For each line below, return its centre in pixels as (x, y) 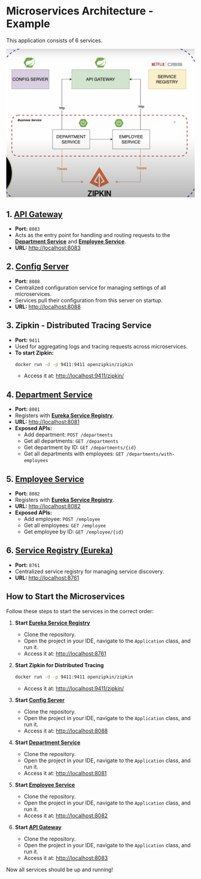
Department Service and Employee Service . (71, 241)
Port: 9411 (27, 340)
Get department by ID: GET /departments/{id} (80, 448)
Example (28, 24)
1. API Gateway (34, 214)
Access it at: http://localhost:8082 (66, 815)
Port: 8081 (27, 409)
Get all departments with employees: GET (74, 454)
